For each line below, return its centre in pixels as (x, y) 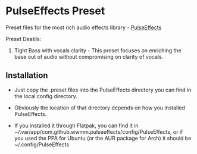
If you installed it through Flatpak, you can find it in (76, 125)
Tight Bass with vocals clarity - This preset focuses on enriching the (98, 50)
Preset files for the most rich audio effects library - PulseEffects (84, 27)
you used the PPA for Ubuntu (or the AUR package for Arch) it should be (103, 138)
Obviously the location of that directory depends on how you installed (100, 108)
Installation (27, 76)
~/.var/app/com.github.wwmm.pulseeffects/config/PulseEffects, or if (98, 131)
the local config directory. (46, 96)
